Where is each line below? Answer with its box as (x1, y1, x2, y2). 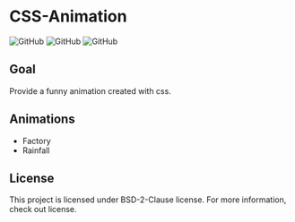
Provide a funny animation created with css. (9, 85, 172, 96)
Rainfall (22, 145, 50, 156)
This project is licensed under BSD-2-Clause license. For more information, (9, 194, 287, 205)
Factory (22, 135, 51, 146)
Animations (9, 112, 75, 127)
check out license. (9, 204, 78, 215)
